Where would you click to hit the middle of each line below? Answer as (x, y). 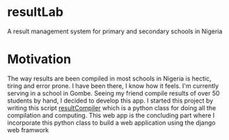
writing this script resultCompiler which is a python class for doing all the (112, 107)
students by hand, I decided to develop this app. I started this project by (110, 100)
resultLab (35, 12)
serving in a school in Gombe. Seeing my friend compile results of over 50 (114, 93)
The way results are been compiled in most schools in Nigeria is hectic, (109, 78)
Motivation (39, 59)
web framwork (28, 130)
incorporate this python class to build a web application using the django (111, 123)
